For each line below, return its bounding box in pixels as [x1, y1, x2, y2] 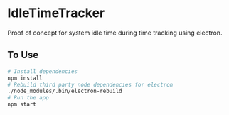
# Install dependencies [7, 67, 78, 75]
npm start [7, 101, 37, 108]
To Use [7, 49, 39, 61]
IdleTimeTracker [7, 5, 105, 21]
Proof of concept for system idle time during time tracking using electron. [7, 28, 223, 37]
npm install [7, 75, 43, 82]
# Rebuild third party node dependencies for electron [7, 81, 174, 88]
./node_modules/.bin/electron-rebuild [7, 87, 122, 95]
